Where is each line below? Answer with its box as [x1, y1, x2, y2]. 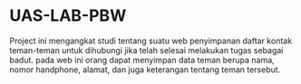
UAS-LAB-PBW [9, 5, 127, 26]
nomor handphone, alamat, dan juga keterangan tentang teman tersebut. [9, 64, 281, 75]
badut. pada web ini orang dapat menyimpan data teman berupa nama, [9, 54, 275, 65]
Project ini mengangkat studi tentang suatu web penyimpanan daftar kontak [9, 35, 293, 46]
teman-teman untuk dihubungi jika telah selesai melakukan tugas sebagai [9, 44, 284, 55]
